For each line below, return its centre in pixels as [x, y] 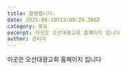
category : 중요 [28, 26]
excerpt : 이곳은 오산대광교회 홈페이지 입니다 [63, 33]
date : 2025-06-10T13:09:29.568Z [53, 20]
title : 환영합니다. [31, 13]
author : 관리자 [27, 39]
